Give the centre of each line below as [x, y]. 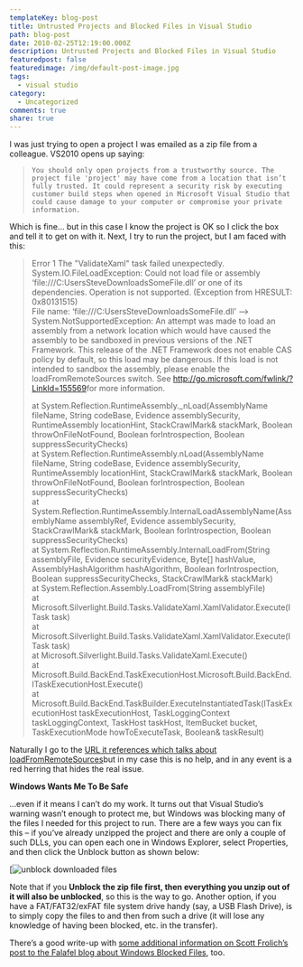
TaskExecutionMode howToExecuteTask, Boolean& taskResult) [147, 732]
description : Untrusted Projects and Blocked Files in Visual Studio [143, 52]
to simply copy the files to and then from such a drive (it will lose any [137, 916]
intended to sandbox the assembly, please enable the [130, 369]
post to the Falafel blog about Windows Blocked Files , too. [117, 953]
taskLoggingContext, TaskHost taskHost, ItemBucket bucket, [145, 723]
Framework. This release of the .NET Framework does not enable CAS [161, 350]
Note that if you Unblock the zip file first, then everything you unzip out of [150, 887]
